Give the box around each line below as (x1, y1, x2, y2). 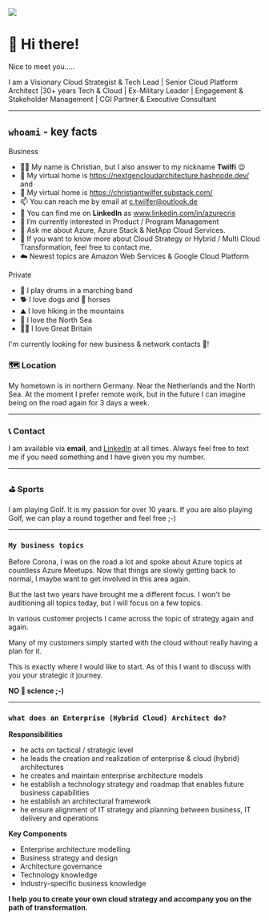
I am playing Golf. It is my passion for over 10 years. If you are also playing (8, 504, 253, 514)
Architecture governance (19, 861, 102, 871)
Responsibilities (8, 730, 63, 739)
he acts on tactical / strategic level (19, 745, 134, 755)
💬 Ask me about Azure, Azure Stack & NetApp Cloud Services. (19, 225, 226, 234)
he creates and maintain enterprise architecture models (19, 771, 203, 780)
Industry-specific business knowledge (19, 879, 147, 889)
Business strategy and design (19, 853, 118, 863)
